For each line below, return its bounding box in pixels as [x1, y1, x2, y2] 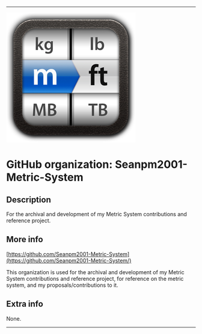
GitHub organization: [6, 158, 113, 172]
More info [6, 234, 43, 245]
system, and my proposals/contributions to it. [6, 281, 118, 289]
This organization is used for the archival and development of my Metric [6, 268, 185, 275]
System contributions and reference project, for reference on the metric [6, 275, 184, 282]
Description [6, 194, 51, 205]
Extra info [6, 299, 43, 309]
